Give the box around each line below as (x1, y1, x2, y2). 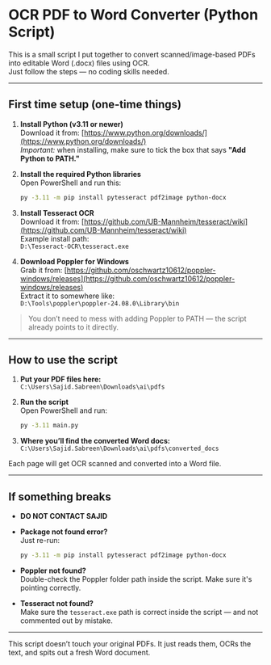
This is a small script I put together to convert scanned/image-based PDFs (8, 49, 256, 59)
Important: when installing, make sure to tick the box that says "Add (19, 145, 246, 154)
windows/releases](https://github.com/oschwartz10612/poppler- (19, 273, 236, 284)
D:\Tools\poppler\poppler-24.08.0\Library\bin (19, 299, 180, 308)
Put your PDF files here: (19, 374, 102, 385)
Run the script (19, 398, 69, 407)
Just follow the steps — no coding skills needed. (8, 66, 169, 76)
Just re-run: (19, 536, 60, 545)
